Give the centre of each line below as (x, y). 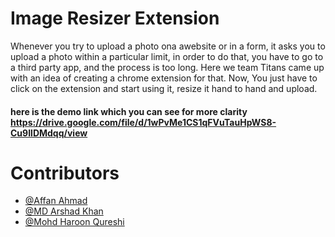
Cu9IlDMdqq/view (49, 133)
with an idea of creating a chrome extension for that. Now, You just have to (164, 78)
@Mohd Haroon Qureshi (74, 222)
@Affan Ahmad (56, 201)
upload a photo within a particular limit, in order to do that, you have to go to (167, 56)
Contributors (65, 173)
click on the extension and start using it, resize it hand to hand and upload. (164, 88)
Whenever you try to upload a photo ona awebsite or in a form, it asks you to (168, 46)
